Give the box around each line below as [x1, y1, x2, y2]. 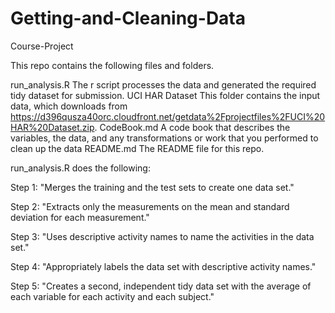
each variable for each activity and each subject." [10, 290, 215, 302]
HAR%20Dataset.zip [10, 121, 95, 133]
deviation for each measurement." [10, 211, 150, 223]
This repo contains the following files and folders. [10, 59, 215, 71]
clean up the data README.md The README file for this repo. [10, 142, 265, 154]
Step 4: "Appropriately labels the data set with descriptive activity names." [10, 260, 317, 272]
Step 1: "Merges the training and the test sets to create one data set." [10, 181, 295, 193]
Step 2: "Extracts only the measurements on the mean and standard [10, 200, 290, 212]
